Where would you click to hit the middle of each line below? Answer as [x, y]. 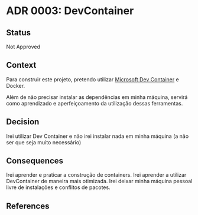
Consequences [35, 161]
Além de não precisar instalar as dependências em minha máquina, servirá [97, 97]
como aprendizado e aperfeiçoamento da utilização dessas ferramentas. [95, 103]
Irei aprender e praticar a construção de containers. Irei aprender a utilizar [96, 175]
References [28, 206]
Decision [23, 122]
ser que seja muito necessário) [44, 142]
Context [21, 65]
